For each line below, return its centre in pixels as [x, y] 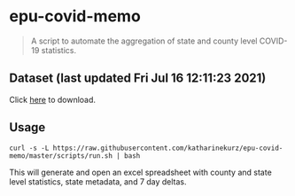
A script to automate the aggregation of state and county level [144, 41]
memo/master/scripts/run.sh [61, 156]
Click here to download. [52, 99]
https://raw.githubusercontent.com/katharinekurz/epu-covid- [168, 148]
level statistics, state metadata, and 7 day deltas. [98, 181]
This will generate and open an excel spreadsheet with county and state [140, 172]
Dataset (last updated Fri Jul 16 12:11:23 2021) [138, 78]
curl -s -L [29, 148]
